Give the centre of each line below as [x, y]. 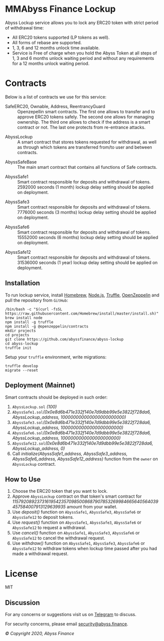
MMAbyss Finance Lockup [60, 9]
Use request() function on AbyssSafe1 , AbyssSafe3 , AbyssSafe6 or [77, 522]
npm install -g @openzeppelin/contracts [47, 326]
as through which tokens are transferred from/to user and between [85, 147]
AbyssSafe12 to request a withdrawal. [49, 528]
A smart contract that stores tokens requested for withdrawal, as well [87, 142]
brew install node [24, 318]
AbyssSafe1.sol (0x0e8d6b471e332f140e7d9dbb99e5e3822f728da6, [82, 412]
